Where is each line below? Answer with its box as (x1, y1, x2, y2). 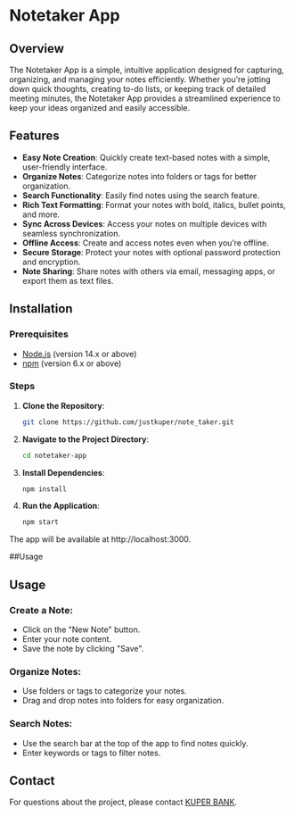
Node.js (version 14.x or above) (21, 348, 137, 359)
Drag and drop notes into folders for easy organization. (21, 695, 225, 706)
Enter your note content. (21, 633, 112, 644)
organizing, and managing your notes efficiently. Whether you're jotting (9, 74, 271, 85)
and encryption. (21, 256, 81, 267)
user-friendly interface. (21, 162, 108, 172)
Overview (9, 41, 65, 56)
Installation (9, 301, 73, 317)
